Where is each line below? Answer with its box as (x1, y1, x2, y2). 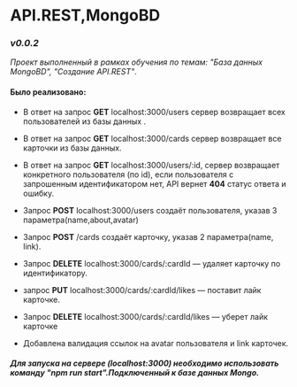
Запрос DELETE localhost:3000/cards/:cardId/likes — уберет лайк (22, 311, 269, 321)
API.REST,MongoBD (10, 5, 161, 26)
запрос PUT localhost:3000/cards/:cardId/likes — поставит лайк (22, 284, 262, 295)
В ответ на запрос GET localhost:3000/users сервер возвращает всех (22, 106, 286, 117)
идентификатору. (22, 267, 88, 278)
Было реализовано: (10, 87, 87, 97)
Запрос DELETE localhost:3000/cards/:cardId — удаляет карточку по (22, 258, 281, 268)
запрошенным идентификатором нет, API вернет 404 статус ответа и (22, 178, 286, 189)
